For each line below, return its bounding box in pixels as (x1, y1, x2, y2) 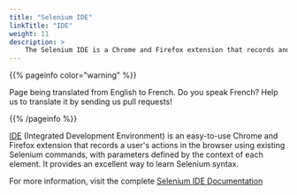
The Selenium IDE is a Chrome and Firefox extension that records (25, 46, 275, 55)
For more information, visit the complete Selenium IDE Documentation (9, 176, 263, 186)
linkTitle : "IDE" (9, 21, 73, 30)
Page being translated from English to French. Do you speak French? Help (9, 87, 278, 98)
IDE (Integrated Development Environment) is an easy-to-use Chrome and (9, 131, 278, 141)
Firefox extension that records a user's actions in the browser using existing (9, 140, 286, 151)
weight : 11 (9, 29, 49, 38)
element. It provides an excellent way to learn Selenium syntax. (9, 159, 240, 169)
